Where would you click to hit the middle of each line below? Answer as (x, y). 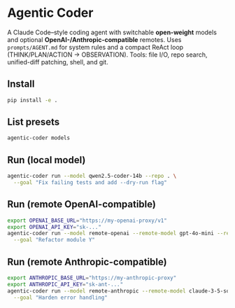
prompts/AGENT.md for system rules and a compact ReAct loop (95, 47)
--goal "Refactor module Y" (55, 240)
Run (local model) (47, 160)
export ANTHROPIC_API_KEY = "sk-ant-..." (65, 284)
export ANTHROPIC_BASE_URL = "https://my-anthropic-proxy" (92, 278)
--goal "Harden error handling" (61, 297)
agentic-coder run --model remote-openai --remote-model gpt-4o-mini (111, 233)
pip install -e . (33, 100)
